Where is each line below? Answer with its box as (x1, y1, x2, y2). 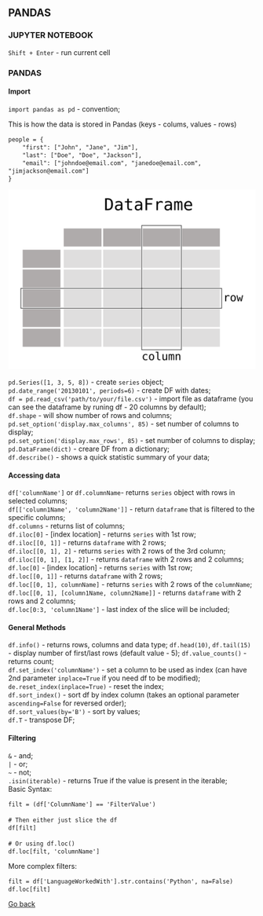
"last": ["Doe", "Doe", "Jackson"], (22, 151, 143, 159)
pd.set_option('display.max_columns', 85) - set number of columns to (8, 419, 239, 428)
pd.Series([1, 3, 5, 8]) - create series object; (8, 377, 164, 387)
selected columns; (8, 496, 68, 506)
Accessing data (8, 471, 60, 480)
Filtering (8, 733, 37, 742)
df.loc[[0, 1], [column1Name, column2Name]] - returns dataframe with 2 (8, 588, 242, 598)
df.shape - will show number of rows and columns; (8, 410, 173, 420)
